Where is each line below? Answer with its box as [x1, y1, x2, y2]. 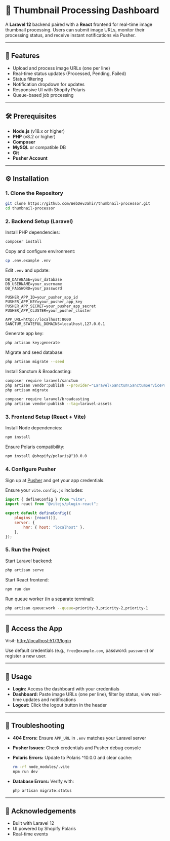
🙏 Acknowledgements [5, 807, 76, 815]
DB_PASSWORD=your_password [5, 286, 62, 291]
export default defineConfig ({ [5, 510, 71, 516]
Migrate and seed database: [5, 349, 64, 355]
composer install [5, 239, 42, 244]
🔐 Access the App [5, 624, 63, 633]
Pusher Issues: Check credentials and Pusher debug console [12, 745, 141, 751]
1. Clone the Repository [5, 190, 63, 197]
